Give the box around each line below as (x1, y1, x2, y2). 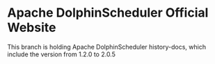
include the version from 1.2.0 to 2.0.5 (7, 50, 116, 58)
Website (7, 19, 56, 35)
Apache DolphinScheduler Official (7, 5, 209, 21)
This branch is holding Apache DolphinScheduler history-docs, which (7, 42, 207, 51)
